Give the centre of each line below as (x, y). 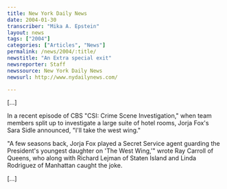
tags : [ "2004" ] (29, 39)
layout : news (26, 33)
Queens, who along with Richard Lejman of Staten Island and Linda (102, 158)
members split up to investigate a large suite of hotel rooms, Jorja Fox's (108, 123)
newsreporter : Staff (37, 64)
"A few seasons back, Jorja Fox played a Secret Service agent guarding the (114, 144)
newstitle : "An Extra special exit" (59, 58)
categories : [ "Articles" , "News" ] (57, 45)
